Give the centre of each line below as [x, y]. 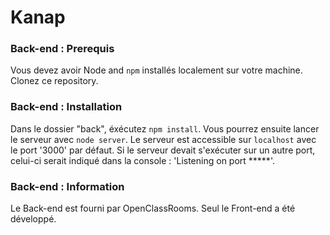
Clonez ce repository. [54, 81]
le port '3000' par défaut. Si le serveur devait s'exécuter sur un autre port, [163, 150]
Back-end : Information [67, 186]
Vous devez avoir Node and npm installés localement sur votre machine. [156, 70]
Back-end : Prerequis [62, 49]
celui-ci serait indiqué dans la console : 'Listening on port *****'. [142, 160]
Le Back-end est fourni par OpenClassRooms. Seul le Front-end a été [153, 208]
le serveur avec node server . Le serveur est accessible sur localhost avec [163, 139]
